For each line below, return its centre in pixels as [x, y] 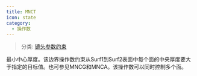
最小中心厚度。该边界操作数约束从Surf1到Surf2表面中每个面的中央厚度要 [96, 59]
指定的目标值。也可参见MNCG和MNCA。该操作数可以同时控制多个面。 [99, 67]
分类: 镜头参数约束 [44, 46]
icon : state [21, 17]
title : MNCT [21, 12]
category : [19, 23]
